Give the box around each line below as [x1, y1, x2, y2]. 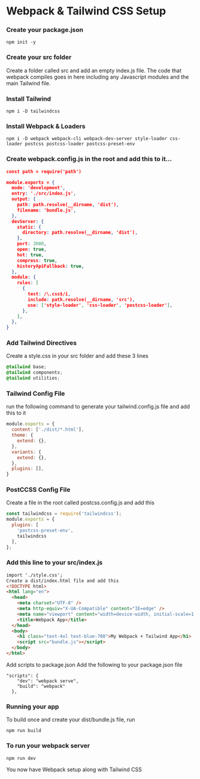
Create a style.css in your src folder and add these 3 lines [6, 353, 149, 360]
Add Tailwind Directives [6, 339, 77, 347]
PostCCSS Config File [6, 485, 71, 494]
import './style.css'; [6, 572, 63, 578]
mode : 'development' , [11, 185, 66, 191]
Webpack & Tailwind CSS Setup [6, 4, 166, 18]
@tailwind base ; [6, 364, 47, 370]
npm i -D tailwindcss [6, 108, 60, 115]
